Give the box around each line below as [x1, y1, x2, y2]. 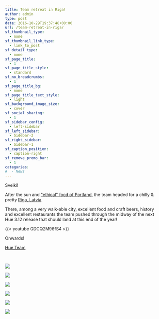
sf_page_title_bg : [5, 83, 42, 89]
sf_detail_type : [5, 47, 38, 52]
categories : [5, 165, 29, 169]
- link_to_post [9, 43, 40, 48]
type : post [5, 16, 27, 21]
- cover [9, 106, 25, 111]
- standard [9, 70, 32, 75]
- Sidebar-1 [9, 142, 34, 147]
